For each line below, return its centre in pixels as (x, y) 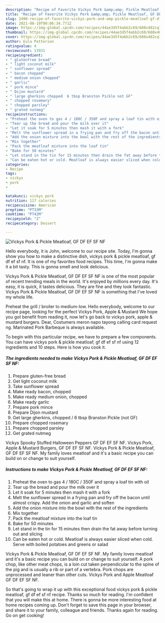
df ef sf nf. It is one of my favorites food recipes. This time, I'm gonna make (82, 261)
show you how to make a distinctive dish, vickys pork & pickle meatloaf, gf (81, 256)
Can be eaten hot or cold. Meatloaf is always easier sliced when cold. (83, 539)
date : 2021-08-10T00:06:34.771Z (38, 23)
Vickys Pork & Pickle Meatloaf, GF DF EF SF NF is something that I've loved (81, 291)
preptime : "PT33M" (24, 210)
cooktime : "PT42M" (24, 214)
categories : (18, 165)
